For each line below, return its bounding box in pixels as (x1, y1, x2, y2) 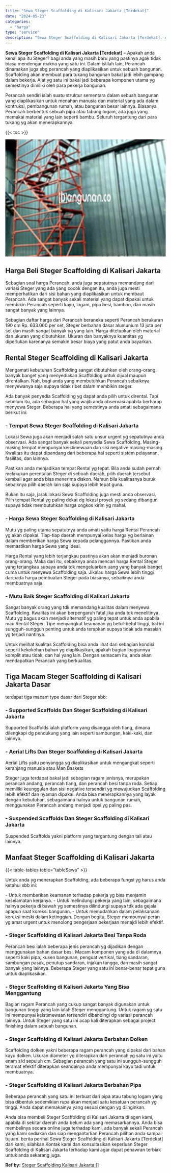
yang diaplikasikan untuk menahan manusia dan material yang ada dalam (5, 97, 159, 104)
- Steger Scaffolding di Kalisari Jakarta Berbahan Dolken (5, 1036, 148, 1043)
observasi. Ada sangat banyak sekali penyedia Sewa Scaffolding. (5, 439, 142, 445)
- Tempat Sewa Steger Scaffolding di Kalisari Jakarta (5, 422, 139, 429)
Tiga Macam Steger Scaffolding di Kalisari (5, 672, 141, 681)
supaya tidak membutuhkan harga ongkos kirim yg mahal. (5, 502, 126, 508)
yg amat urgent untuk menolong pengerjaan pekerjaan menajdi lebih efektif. (5, 919, 164, 925)
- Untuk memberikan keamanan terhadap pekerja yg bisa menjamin (5, 892, 147, 898)
